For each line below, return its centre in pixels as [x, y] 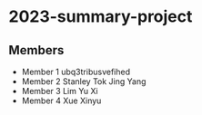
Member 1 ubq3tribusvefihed [76, 72]
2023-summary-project [101, 17]
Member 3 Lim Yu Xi [60, 91]
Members [36, 50]
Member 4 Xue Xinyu [61, 101]
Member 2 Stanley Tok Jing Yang [84, 81]
